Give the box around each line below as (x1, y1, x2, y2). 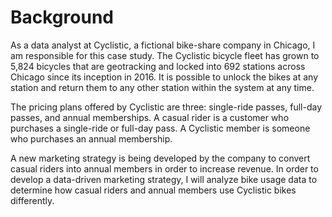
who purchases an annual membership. (10, 132, 173, 145)
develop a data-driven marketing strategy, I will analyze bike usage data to (10, 173, 318, 185)
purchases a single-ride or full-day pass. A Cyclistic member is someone (10, 122, 311, 134)
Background (10, 6, 114, 29)
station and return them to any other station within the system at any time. (10, 81, 315, 93)
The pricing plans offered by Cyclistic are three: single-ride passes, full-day (10, 101, 323, 113)
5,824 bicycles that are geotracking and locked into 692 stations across (10, 60, 306, 72)
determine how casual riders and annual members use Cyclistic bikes (10, 184, 297, 196)
